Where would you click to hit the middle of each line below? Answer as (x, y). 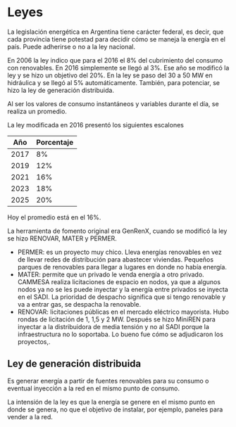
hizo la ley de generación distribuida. (61, 90)
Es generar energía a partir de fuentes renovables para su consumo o (108, 381)
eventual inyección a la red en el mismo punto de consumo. (93, 388)
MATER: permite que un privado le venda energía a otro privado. (111, 274)
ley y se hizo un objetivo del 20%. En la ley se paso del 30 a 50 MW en (110, 75)
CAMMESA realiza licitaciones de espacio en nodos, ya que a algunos (119, 281)
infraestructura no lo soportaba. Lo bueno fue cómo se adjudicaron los (120, 334)
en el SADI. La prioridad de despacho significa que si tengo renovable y (122, 297)
